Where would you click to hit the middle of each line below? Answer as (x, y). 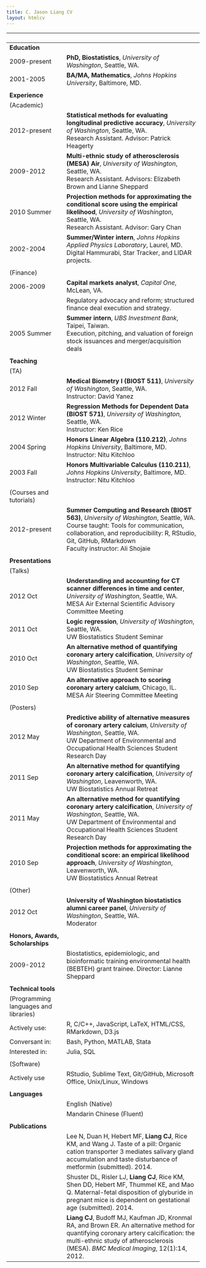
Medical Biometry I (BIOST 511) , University (130, 380)
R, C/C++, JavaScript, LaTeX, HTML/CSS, (126, 1024)
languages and (31, 1006)
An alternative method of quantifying (122, 647)
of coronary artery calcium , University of (127, 725)
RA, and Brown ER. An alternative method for (131, 1225)
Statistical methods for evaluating (117, 115)
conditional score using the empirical (122, 204)
